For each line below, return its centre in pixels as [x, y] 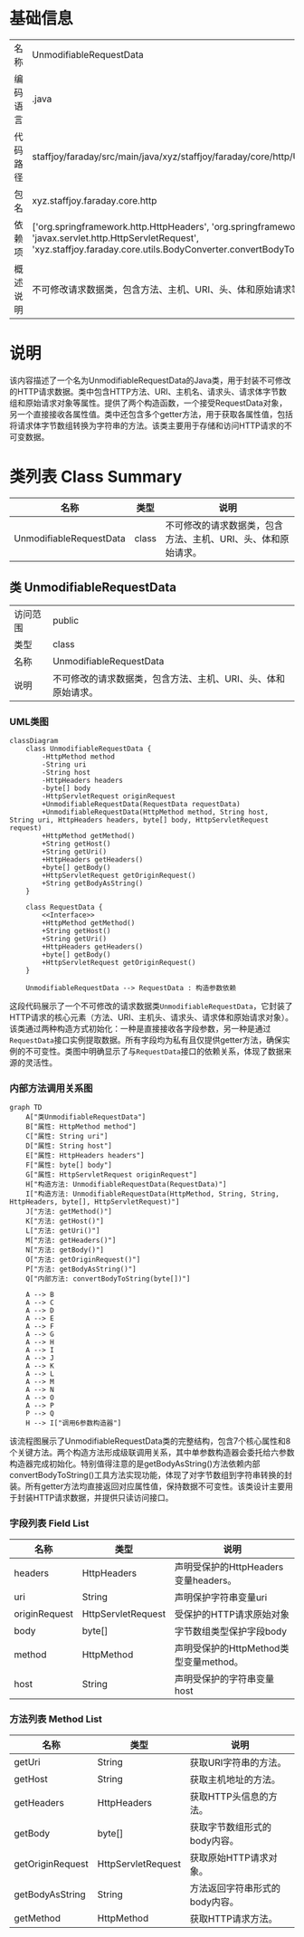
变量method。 [214, 1662]
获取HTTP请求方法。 [233, 1918]
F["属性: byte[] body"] [69, 1165]
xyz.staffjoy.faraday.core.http [95, 200]
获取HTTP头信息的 [229, 1796]
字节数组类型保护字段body [231, 1631]
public [66, 620]
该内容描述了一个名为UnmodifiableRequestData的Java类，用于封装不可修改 [150, 380]
